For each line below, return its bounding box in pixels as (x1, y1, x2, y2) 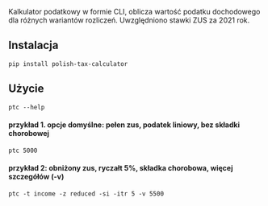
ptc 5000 (8, 146, 38, 154)
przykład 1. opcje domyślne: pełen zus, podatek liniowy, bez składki (8, 120, 241, 130)
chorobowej (8, 129, 50, 138)
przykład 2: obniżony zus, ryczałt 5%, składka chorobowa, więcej (8, 163, 233, 173)
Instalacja (8, 39, 59, 52)
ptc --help (8, 103, 45, 111)
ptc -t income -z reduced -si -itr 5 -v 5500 (8, 190, 164, 198)
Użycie (8, 82, 44, 96)
